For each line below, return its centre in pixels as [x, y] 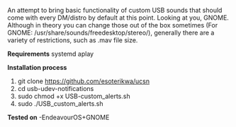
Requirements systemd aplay [51, 54]
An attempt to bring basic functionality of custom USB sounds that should [115, 10]
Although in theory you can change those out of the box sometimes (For [113, 25]
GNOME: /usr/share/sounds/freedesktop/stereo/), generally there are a [111, 32]
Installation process [37, 67]
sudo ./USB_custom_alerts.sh [60, 104]
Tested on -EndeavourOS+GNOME [58, 117]
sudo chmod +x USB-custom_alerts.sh [74, 96]
